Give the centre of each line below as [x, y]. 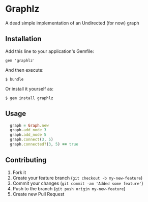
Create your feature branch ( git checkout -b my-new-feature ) [78, 178]
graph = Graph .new [29, 125]
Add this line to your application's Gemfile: [50, 51]
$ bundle [14, 79]
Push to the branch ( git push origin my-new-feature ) [69, 188]
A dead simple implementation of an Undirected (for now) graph [72, 23]
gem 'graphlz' [20, 61]
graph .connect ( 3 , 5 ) [32, 140]
